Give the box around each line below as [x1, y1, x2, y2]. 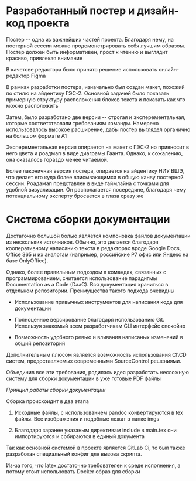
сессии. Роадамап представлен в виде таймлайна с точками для [6, 180, 169, 187]
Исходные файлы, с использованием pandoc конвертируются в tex [14, 409, 183, 416]
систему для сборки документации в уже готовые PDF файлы [6, 375, 161, 382]
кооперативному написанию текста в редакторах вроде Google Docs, [6, 244, 181, 251]
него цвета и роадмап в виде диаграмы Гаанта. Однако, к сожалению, [6, 149, 183, 156]
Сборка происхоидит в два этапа [6, 397, 89, 405]
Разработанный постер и [6, 4, 135, 18]
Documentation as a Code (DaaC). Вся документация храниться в [6, 281, 169, 288]
